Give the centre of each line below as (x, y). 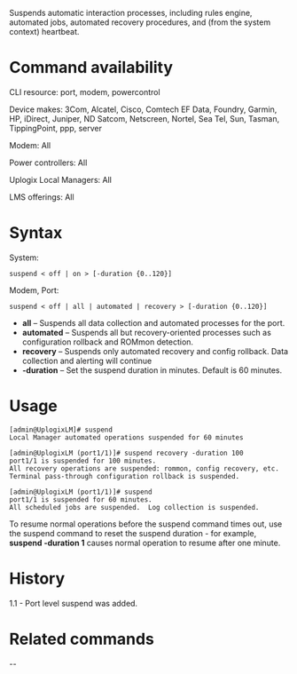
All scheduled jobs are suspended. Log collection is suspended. (134, 507)
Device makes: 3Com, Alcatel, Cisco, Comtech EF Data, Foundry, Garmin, (143, 109)
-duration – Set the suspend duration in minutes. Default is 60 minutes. (152, 370)
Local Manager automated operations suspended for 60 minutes (126, 437)
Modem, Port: (34, 290)
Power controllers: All (48, 163)
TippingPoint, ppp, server (56, 128)
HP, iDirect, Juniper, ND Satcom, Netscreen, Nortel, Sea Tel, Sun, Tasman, (145, 118)
